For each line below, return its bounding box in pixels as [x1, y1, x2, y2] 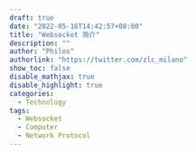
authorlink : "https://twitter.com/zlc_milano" [9, 55, 188, 64]
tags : [9, 106, 30, 115]
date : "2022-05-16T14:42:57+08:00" [9, 22, 144, 31]
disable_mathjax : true [9, 72, 95, 82]
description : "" [9, 38, 70, 48]
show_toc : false [9, 64, 70, 73]
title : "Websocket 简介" [9, 30, 100, 39]
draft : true [9, 13, 54, 23]
